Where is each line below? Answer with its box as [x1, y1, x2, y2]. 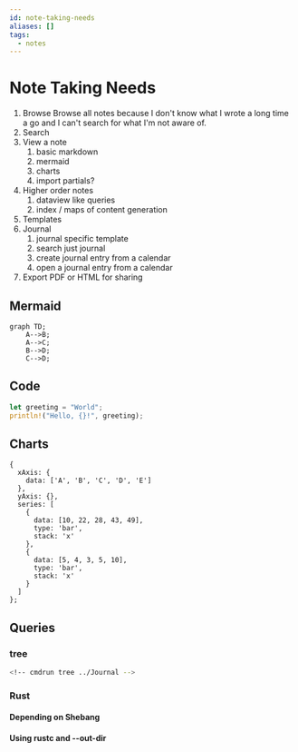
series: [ [17, 500, 54, 510]
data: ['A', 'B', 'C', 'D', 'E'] [25, 476, 152, 486]
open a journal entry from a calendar [35, 262, 174, 273]
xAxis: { [17, 469, 51, 478]
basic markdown [35, 146, 99, 157]
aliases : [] [9, 22, 54, 31]
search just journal [35, 242, 106, 254]
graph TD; [9, 322, 47, 331]
